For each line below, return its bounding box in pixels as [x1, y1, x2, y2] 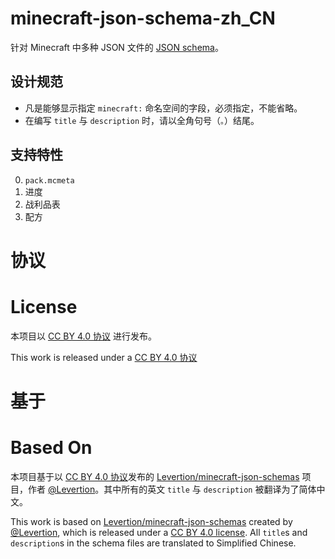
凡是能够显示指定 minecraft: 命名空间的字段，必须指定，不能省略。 [24, 102, 303, 114]
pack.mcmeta [24, 175, 75, 186]
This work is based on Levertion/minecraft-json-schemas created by [10, 515, 293, 527]
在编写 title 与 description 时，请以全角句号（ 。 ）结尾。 [24, 114, 260, 126]
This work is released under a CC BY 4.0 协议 [10, 351, 198, 363]
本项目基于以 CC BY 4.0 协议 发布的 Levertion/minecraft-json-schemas [10, 470, 300, 482]
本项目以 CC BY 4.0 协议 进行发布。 [10, 330, 157, 342]
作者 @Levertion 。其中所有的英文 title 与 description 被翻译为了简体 [27, 483, 317, 495]
